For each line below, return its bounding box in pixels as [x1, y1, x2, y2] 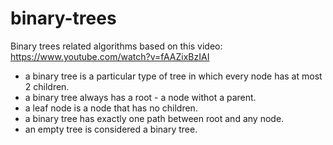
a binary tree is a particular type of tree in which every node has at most [24, 70, 323, 82]
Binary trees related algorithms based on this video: [10, 40, 223, 52]
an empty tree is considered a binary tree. [24, 123, 198, 135]
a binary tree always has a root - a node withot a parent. [24, 91, 257, 103]
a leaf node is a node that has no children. [24, 102, 198, 114]
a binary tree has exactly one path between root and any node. [24, 112, 285, 124]
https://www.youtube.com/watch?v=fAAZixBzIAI [10, 50, 210, 62]
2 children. [24, 80, 70, 92]
